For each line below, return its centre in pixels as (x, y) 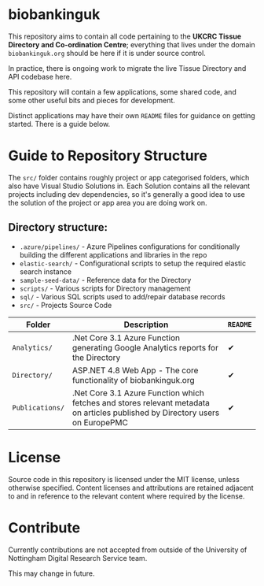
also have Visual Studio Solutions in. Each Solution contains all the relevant (129, 186)
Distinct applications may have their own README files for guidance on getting (132, 115)
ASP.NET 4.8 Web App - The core (135, 370)
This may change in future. (52, 573)
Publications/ (38, 408)
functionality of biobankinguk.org (133, 380)
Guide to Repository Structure (108, 156)
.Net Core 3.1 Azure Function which (138, 393)
